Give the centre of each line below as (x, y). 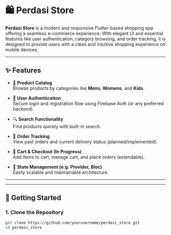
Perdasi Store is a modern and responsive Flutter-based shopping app (79, 28)
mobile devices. (22, 49)
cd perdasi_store (24, 228)
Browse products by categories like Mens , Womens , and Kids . (79, 88)
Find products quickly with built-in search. (57, 126)
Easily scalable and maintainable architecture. (61, 172)
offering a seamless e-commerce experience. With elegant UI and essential (84, 33)
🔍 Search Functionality (38, 119)
